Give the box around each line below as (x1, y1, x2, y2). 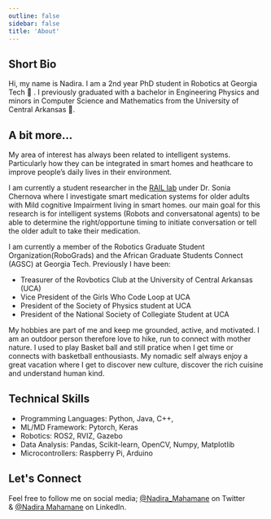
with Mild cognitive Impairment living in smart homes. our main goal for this (8, 200, 260, 210)
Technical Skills (8, 392, 90, 406)
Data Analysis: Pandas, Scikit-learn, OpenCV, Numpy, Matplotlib (20, 439, 235, 449)
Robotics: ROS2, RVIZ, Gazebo (20, 430, 124, 440)
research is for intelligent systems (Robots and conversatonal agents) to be (8, 209, 260, 218)
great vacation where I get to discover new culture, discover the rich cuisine (8, 360, 264, 369)
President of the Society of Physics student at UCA (20, 301, 191, 310)
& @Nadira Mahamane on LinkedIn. (8, 502, 127, 512)
